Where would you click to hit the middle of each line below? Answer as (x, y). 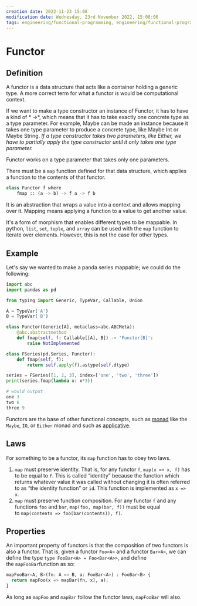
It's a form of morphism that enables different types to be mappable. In (92, 222)
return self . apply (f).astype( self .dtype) (79, 365)
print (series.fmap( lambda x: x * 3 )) (50, 381)
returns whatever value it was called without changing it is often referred (102, 482)
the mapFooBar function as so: (40, 564)
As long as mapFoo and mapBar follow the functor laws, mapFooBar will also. (94, 597)
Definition (24, 73)
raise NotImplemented (54, 343)
